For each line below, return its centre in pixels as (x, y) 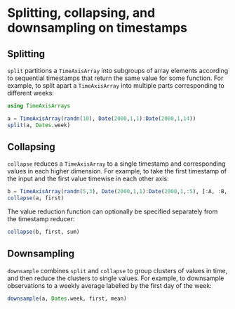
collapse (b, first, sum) (43, 232)
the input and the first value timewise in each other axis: (88, 179)
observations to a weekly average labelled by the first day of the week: (109, 285)
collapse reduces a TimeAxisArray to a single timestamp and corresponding (116, 164)
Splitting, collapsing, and (81, 13)
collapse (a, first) (36, 198)
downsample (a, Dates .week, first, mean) (67, 298)
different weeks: (31, 93)
